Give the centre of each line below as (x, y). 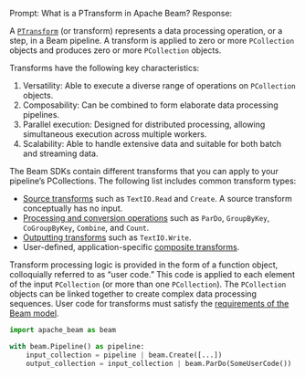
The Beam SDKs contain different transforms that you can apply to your (144, 171)
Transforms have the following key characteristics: (105, 68)
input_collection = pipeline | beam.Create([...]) (124, 355)
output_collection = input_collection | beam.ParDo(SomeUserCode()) (159, 363)
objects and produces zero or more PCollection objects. (116, 50)
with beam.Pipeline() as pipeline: (77, 346)
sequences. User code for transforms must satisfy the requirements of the (149, 304)
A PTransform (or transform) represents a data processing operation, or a (146, 31)
